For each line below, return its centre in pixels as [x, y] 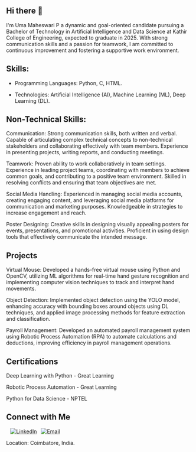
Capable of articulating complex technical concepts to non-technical [89, 140]
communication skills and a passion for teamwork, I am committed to [90, 44]
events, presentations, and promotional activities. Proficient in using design [97, 230]
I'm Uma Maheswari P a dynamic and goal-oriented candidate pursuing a [95, 25]
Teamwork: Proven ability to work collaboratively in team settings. [86, 164]
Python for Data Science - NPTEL [47, 399]
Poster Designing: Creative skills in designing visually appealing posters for [97, 225]
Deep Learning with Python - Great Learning [60, 376]
